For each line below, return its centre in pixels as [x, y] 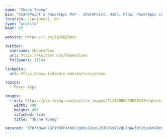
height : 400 [26, 110]
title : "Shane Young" [36, 119]
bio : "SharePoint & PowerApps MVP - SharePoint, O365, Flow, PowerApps [81, 14]
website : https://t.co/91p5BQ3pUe [41, 37]
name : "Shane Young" [27, 10]
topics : [13, 82]
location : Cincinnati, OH [32, 19]
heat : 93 [14, 28]
